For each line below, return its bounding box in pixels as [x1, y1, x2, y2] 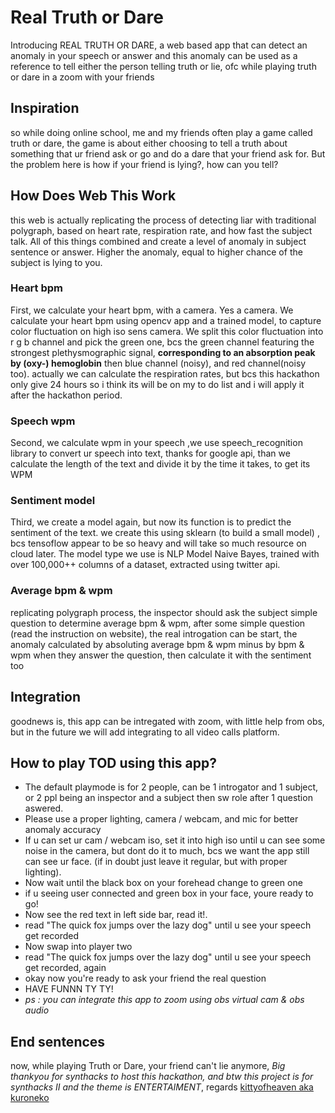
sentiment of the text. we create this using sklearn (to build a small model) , [10, 527, 320, 539]
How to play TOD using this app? [10, 754, 217, 771]
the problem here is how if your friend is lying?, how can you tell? [10, 158, 279, 170]
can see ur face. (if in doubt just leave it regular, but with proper [24, 856, 288, 868]
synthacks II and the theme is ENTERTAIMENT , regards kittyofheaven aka [10, 1081, 314, 1093]
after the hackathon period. [10, 389, 123, 401]
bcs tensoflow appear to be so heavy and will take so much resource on [10, 537, 307, 550]
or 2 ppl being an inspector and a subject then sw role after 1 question [24, 792, 313, 804]
